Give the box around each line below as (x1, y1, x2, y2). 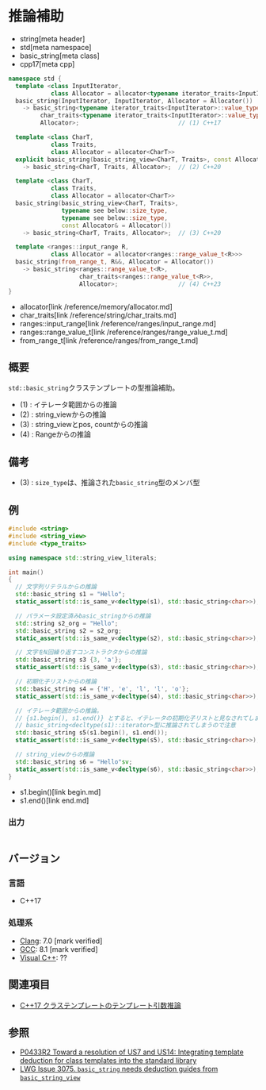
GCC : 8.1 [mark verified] (19, 944, 98, 953)
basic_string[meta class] (19, 51, 101, 60)
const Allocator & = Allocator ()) (61, 221, 172, 229)
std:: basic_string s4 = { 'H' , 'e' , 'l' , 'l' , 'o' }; (15, 684, 190, 693)
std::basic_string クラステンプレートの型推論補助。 (8, 383, 180, 393)
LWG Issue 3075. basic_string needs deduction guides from (19, 1065, 218, 1074)
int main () (8, 568, 44, 576)
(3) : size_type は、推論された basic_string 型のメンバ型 (19, 478, 200, 487)
